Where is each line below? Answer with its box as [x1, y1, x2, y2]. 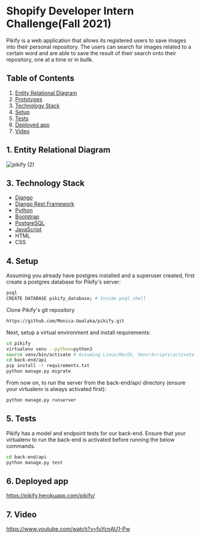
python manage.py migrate [6, 368, 71, 374]
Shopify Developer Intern [6, 4, 134, 18]
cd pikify [6, 340, 31, 346]
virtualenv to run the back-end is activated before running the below [6, 436, 175, 443]
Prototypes [14, 95, 43, 103]
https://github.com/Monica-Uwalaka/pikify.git [6, 318, 125, 324]
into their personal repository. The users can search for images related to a [6, 43, 191, 50]
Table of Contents [6, 73, 75, 83]
